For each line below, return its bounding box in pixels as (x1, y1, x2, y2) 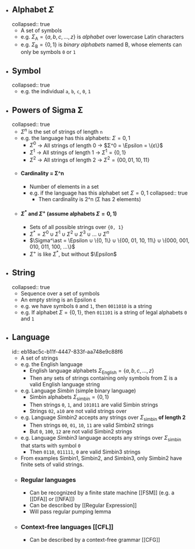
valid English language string (29, 381, 100, 388)
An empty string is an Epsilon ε (20, 296, 97, 303)
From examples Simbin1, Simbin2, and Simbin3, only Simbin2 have (20, 454, 183, 462)
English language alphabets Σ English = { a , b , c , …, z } (29, 367, 154, 376)
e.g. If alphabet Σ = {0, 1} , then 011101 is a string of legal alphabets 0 (20, 309, 187, 316)
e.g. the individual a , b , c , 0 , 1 (20, 88, 91, 95)
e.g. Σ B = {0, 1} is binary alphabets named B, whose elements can (20, 41, 182, 49)
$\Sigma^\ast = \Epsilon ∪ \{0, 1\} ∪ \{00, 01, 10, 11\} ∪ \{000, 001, (29, 237, 190, 244)
